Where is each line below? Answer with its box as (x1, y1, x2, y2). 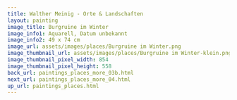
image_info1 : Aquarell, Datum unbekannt (7, 30, 128, 37)
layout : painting (7, 17, 59, 24)
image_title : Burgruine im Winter (7, 23, 109, 30)
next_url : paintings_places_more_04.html (7, 75, 131, 83)
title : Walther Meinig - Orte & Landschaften (7, 10, 143, 18)
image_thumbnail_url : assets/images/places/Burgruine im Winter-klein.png (7, 50, 232, 57)
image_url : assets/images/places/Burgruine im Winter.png (7, 43, 181, 50)
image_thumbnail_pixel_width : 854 (7, 56, 109, 63)
